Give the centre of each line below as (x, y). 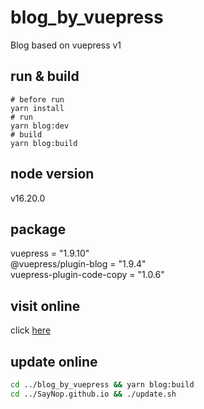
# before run (37, 99)
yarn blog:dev (40, 126)
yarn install (37, 108)
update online (54, 361)
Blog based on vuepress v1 (66, 45)
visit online (45, 306)
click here (31, 330)
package (38, 229)
